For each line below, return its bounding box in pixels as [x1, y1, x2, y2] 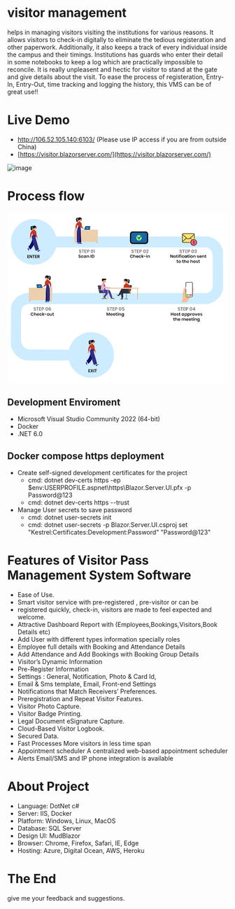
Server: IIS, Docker [17, 809, 72, 817]
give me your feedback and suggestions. [7, 894, 125, 902]
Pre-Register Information [17, 665, 89, 673]
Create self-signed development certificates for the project [17, 469, 187, 477]
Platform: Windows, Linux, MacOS [17, 817, 116, 825]
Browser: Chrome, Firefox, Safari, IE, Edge [17, 838, 139, 847]
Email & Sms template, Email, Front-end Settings [17, 679, 157, 688]
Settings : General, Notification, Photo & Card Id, [17, 672, 157, 680]
